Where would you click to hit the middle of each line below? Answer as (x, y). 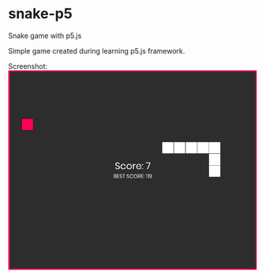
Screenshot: (28, 66)
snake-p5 (40, 14)
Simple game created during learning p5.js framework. (97, 51)
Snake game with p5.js (45, 36)
